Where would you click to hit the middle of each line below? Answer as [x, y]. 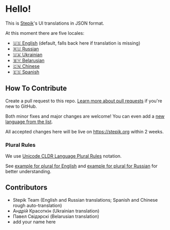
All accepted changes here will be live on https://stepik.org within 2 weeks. [85, 131]
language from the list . [29, 122]
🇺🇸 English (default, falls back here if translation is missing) [77, 43]
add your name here [34, 222]
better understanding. [28, 171]
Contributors [26, 188]
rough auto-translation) [37, 205]
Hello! [18, 9]
